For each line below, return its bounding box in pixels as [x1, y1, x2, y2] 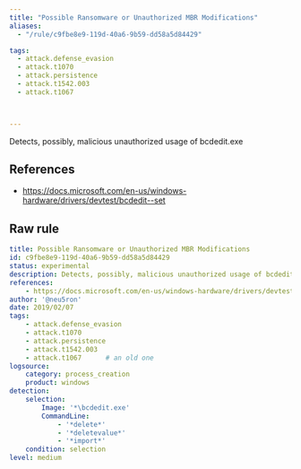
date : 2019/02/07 [9, 303, 74, 312]
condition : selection [25, 445, 106, 454]
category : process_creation [25, 369, 130, 379]
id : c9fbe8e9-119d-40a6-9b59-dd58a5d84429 [9, 253, 170, 263]
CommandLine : [41, 412, 90, 421]
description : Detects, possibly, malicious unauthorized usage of [9, 270, 262, 279]
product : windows [25, 378, 90, 387]
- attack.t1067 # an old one [25, 353, 154, 362]
